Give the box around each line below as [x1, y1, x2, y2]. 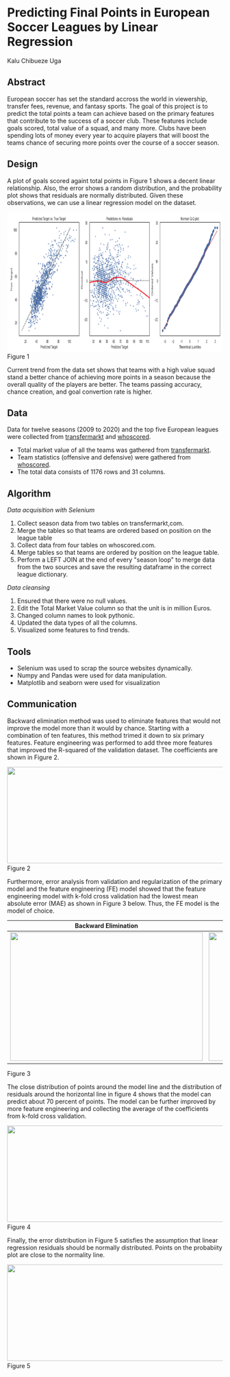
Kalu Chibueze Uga [7, 56, 62, 64]
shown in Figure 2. [7, 753, 60, 761]
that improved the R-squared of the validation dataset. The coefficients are [7, 745, 218, 754]
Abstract [7, 77, 46, 88]
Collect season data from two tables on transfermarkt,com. [16, 519, 184, 527]
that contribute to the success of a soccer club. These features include [7, 117, 207, 125]
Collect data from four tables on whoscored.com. [16, 541, 156, 549]
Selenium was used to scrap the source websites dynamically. [16, 664, 193, 672]
